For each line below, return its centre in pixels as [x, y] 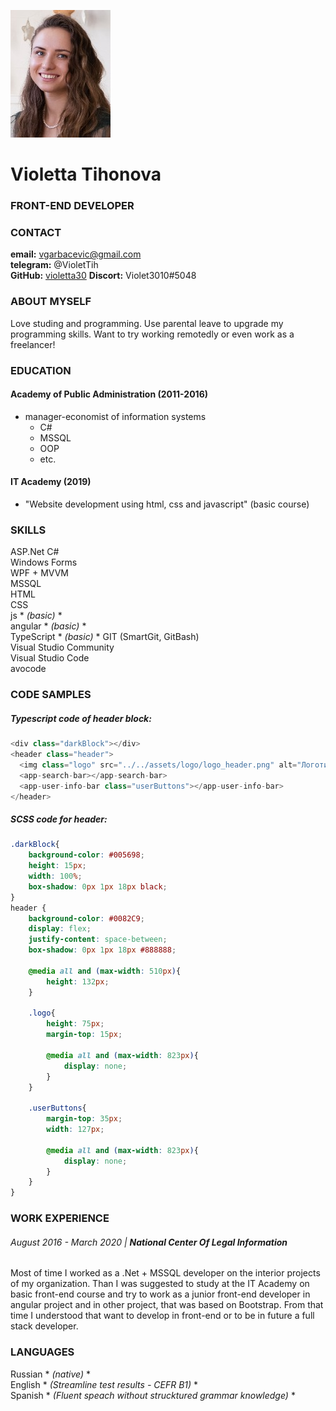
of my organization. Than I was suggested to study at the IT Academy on [160, 1284]
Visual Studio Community [62, 647]
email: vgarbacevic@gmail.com [76, 254]
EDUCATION [41, 370]
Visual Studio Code [50, 658]
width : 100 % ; [55, 876]
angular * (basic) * [48, 626]
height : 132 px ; [78, 981]
